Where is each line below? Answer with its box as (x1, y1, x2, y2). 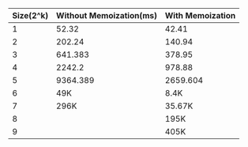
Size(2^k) (12, 10, 49, 21)
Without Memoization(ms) (56, 10, 158, 21)
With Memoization (164, 10, 236, 21)
